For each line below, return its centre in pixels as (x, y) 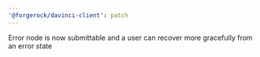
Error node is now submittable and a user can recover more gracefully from (131, 37)
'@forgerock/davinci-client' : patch (68, 15)
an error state (30, 46)
